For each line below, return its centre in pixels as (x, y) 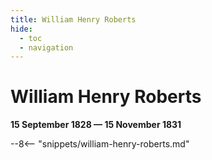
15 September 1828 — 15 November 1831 (96, 125)
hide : (21, 29)
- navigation (46, 47)
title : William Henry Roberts (73, 19)
